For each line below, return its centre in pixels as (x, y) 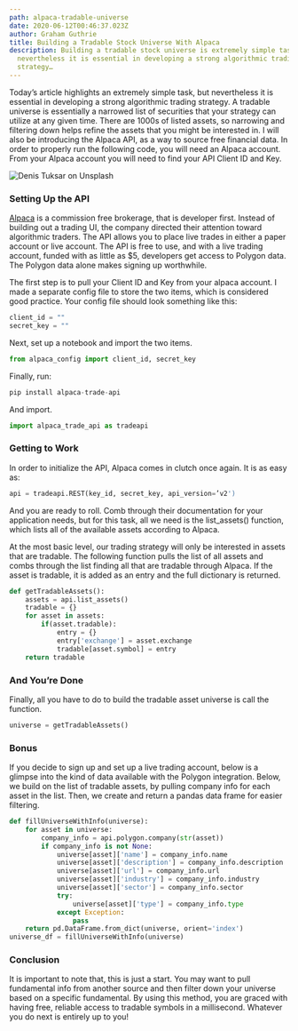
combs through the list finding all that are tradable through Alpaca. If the (141, 565)
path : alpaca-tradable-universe (69, 17)
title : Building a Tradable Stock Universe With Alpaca (114, 42)
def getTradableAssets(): (57, 591)
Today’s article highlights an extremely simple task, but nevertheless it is (141, 92)
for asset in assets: (65, 616)
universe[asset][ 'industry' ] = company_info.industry (158, 879)
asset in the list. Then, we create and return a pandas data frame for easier (146, 795)
